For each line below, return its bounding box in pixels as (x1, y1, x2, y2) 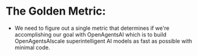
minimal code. (14, 44, 50, 51)
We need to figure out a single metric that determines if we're (14, 24, 169, 32)
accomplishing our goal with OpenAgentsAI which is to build (14, 30, 166, 38)
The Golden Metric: (5, 4, 106, 18)
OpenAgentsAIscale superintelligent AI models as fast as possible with (14, 37, 193, 44)
